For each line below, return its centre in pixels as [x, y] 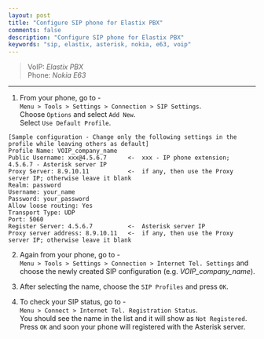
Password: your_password [49, 199]
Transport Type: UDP [42, 213]
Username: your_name [42, 192]
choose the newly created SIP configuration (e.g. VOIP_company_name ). [137, 272]
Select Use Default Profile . [65, 123]
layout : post [29, 15]
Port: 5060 [26, 220]
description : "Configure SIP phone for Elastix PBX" [96, 37]
